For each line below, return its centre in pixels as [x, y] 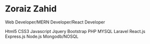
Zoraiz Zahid [31, 9]
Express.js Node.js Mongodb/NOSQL [42, 36]
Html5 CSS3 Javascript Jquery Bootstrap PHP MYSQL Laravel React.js [75, 31]
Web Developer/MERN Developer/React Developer [55, 22]
